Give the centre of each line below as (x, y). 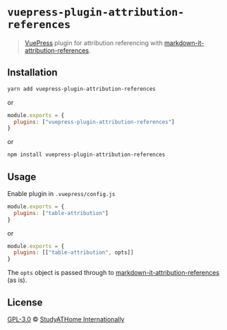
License (25, 302)
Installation (32, 73)
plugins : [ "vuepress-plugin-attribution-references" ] (94, 122)
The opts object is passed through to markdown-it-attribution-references (114, 273)
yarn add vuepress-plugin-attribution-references (82, 89)
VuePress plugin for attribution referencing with (94, 43)
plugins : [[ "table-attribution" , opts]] (74, 252)
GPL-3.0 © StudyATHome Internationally (66, 319)
